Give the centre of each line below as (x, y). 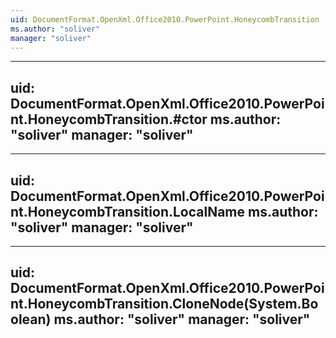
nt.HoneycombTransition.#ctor (109, 119)
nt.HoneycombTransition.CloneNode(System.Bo (164, 304)
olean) (31, 319)
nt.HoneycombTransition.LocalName (128, 211)
